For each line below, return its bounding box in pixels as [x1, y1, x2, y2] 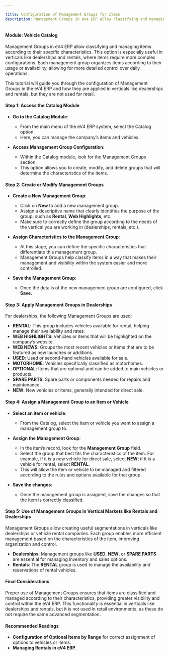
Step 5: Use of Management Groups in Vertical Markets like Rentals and [5, 508, 157, 514]
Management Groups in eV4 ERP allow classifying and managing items [5, 43, 152, 50]
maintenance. [12, 382, 41, 388]
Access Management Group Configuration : [12, 144, 105, 150]
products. [12, 371, 33, 377]
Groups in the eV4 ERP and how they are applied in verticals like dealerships [5, 85, 163, 92]
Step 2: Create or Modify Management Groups [5, 182, 104, 188]
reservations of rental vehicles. [12, 567, 77, 573]
